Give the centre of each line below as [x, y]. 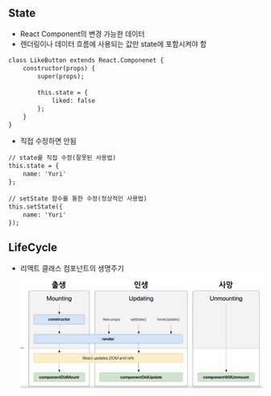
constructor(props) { [59, 68]
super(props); [61, 76]
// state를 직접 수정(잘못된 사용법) [63, 158]
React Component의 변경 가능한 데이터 [82, 34]
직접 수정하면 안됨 [48, 141]
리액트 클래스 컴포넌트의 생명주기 [72, 268]
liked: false [73, 100]
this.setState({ [35, 206]
